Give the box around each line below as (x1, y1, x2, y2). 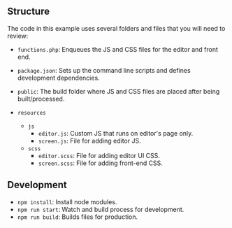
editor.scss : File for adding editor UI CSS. (38, 151, 161, 159)
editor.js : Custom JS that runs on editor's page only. (38, 129, 194, 137)
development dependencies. (17, 73, 100, 82)
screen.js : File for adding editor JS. (38, 136, 141, 145)
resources (17, 109, 47, 116)
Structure (7, 6, 50, 17)
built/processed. (17, 94, 65, 103)
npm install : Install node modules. (17, 197, 117, 206)
